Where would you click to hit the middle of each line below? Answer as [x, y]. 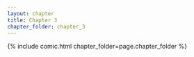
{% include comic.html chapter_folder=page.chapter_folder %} [97, 47]
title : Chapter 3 [32, 20]
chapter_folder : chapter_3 [46, 26]
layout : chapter [31, 14]
